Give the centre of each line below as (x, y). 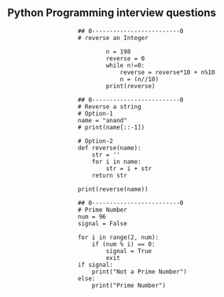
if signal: (95, 265)
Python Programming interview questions (112, 13)
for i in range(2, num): (118, 237)
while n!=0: (125, 65)
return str (109, 175)
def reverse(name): (110, 148)
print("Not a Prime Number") (140, 271)
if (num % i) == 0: (123, 244)
